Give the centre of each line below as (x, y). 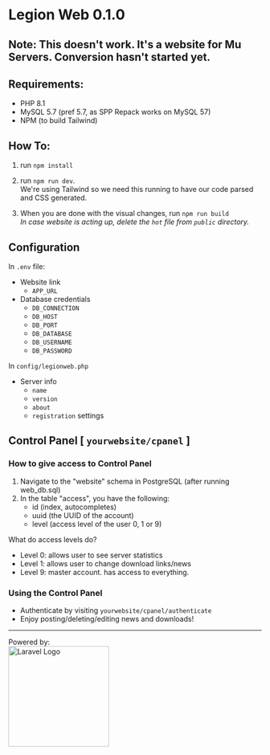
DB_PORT (45, 326)
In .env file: (27, 267)
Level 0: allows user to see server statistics (91, 555)
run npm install (47, 165)
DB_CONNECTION (55, 308)
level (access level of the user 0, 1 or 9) (97, 524)
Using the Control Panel (55, 593)
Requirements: (46, 84)
